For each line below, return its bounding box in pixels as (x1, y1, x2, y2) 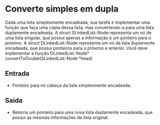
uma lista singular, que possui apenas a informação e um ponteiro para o (5, 35, 151, 41)
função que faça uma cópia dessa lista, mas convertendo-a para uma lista (5, 24, 155, 30)
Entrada (5, 69, 30, 78)
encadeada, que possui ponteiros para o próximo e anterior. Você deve (5, 45, 148, 51)
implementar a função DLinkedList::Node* (5, 50, 89, 56)
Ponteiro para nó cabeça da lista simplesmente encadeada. (12, 82, 132, 88)
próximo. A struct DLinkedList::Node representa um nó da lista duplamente (5, 40, 155, 46)
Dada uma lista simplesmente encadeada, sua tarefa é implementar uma (5, 19, 150, 25)
